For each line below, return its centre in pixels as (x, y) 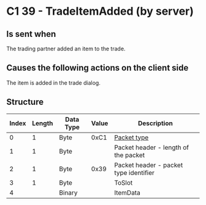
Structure (25, 102)
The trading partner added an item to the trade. (66, 48)
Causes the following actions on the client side (97, 68)
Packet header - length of (152, 147)
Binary (68, 193)
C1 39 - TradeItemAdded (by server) (100, 11)
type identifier (135, 172)
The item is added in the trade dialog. (54, 83)
